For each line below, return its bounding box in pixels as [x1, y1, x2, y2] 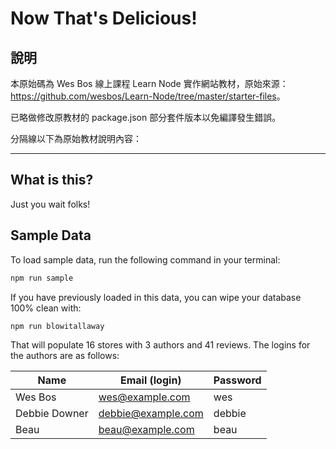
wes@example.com [98, 390, 191, 404]
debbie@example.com [98, 407, 204, 421]
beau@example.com [98, 423, 195, 437]
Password [213, 373, 262, 387]
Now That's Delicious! [10, 7, 198, 30]
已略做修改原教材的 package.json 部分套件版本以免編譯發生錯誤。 [10, 112, 282, 123]
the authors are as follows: [10, 350, 120, 362]
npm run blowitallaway [10, 321, 105, 331]
